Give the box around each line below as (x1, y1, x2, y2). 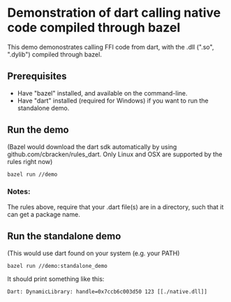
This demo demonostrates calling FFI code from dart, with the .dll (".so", (7, 43, 214, 51)
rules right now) (7, 157, 53, 165)
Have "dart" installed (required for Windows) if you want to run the (17, 96, 209, 105)
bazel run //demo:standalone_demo (7, 262, 108, 269)
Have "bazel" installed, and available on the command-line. (17, 89, 188, 97)
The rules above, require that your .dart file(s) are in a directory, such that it (7, 202, 224, 211)
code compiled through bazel (7, 20, 181, 36)
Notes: (7, 187, 31, 197)
